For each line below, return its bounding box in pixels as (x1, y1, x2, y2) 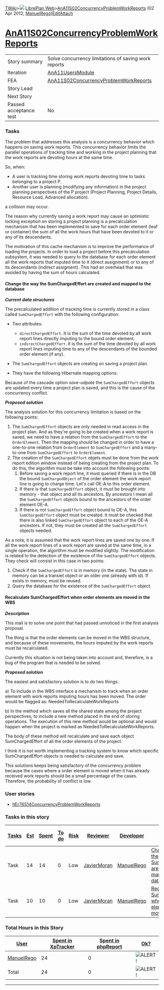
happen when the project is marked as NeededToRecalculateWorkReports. (5, 723, 155, 729)
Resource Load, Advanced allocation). (12, 194, 89, 200)
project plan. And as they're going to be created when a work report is (12, 429, 154, 435)
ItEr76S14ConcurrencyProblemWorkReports (12, 801, 101, 807)
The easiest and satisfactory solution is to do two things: (5, 678, 119, 685)
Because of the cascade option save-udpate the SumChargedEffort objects (5, 380, 155, 386)
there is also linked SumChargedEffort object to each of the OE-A (19, 517, 148, 523)
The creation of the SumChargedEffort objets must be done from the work (12, 455, 159, 461)
